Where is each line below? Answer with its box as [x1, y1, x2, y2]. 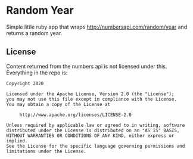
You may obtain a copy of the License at [6, 101, 111, 107]
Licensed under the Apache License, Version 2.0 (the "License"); [6, 91, 175, 97]
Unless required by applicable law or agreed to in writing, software [6, 122, 185, 128]
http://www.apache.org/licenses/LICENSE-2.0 [19, 111, 132, 118]
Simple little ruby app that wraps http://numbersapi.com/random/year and [6, 23, 188, 30]
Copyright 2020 [6, 80, 44, 86]
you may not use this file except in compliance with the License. [6, 96, 178, 102]
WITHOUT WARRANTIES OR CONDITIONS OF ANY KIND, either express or [6, 132, 175, 139]
